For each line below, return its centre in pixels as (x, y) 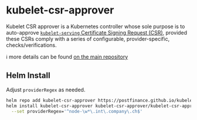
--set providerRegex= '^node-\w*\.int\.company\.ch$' (77, 111)
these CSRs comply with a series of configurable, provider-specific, (88, 39)
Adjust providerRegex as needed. (46, 90)
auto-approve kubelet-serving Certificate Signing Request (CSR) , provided (97, 32)
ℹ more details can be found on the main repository (67, 57)
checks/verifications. (31, 45)
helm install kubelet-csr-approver (50, 106)
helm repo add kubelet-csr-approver (51, 100)
